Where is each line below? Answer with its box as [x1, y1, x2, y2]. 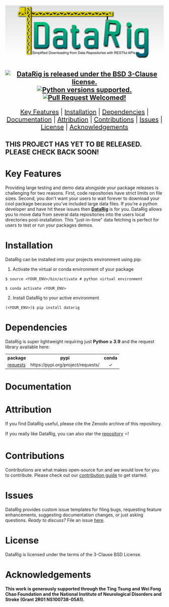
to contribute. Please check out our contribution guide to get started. [5, 472, 148, 478]
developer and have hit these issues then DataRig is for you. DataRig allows [5, 206, 162, 212]
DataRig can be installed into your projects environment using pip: [5, 256, 142, 262]
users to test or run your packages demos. [5, 222, 94, 228]
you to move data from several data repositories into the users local [5, 211, 145, 217]
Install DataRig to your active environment [12, 294, 100, 300]
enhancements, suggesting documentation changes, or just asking [5, 511, 143, 518]
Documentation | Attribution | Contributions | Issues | [7, 116, 162, 124]
